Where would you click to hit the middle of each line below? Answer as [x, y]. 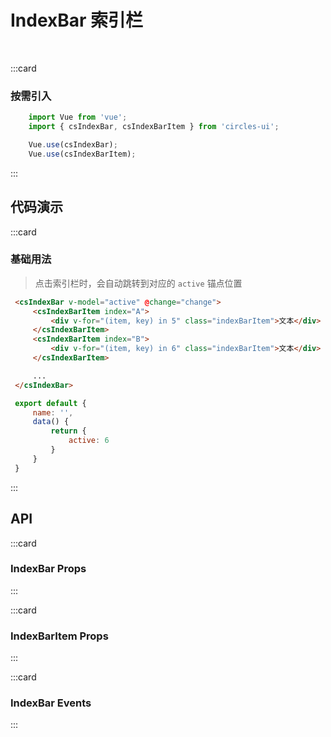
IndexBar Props [48, 569]
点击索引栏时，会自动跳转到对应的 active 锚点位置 [138, 283]
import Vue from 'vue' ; [78, 117]
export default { [50, 403]
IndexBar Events [51, 703]
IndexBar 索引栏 [77, 20]
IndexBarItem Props [59, 636]
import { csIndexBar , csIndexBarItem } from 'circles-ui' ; [154, 127]
